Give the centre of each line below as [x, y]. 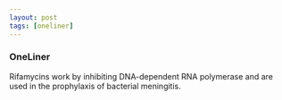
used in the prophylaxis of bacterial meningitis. [95, 86]
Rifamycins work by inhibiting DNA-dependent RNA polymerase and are [141, 76]
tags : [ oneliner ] [41, 26]
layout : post [33, 17]
